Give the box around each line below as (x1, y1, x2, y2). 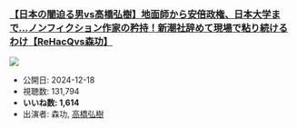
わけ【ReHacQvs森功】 (9, 34, 114, 47)
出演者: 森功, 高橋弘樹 (22, 109, 104, 120)
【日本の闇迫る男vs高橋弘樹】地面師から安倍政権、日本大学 (9, 7, 272, 20)
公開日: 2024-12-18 (22, 74, 95, 85)
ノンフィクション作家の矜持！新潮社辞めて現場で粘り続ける (27, 21, 288, 34)
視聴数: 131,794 (22, 86, 80, 97)
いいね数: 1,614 (22, 97, 80, 108)
